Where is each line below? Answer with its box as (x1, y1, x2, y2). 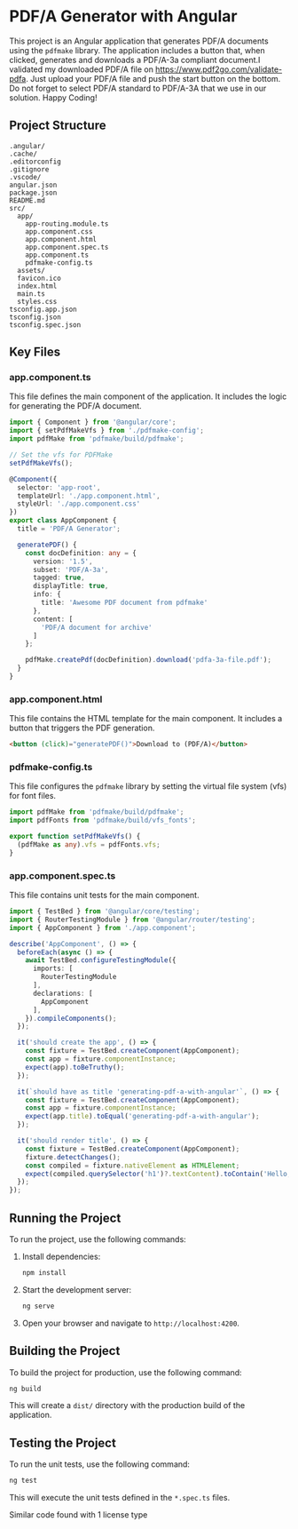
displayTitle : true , (32, 582, 109, 591)
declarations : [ (32, 989, 93, 998)
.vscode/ (9, 172, 42, 181)
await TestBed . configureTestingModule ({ (25, 956, 176, 965)
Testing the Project (9, 1435, 117, 1450)
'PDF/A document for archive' (41, 623, 153, 632)
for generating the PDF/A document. (9, 401, 142, 411)
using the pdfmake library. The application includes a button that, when (9, 44, 265, 55)
